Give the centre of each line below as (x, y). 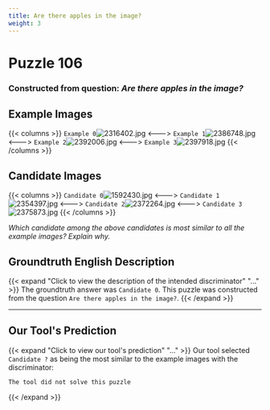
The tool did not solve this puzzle (70, 382)
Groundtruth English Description (92, 262)
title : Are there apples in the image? (75, 16)
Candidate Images (55, 176)
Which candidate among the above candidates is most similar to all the (127, 228)
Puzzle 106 (45, 63)
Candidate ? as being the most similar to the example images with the (123, 359)
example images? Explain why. (59, 236)
